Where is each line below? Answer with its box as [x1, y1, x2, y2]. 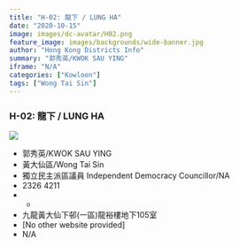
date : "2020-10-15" [9, 21, 81, 30]
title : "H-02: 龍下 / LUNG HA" [9, 12, 122, 22]
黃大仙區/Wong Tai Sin [21, 158, 104, 169]
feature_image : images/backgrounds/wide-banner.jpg [9, 37, 204, 47]
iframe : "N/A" [9, 63, 62, 72]
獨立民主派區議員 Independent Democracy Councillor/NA [21, 170, 230, 181]
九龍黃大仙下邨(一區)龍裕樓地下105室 [21, 209, 158, 220]
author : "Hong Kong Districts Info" [9, 46, 144, 55]
